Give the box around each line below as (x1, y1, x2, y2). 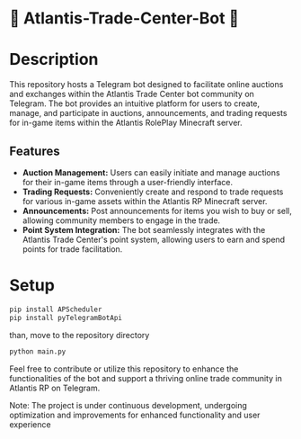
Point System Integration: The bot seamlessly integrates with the (22, 224, 266, 235)
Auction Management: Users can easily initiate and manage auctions (22, 166, 280, 178)
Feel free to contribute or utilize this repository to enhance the (9, 363, 239, 374)
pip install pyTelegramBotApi (9, 313, 123, 322)
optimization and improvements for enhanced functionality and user (9, 409, 261, 420)
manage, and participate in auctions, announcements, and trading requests (9, 108, 288, 119)
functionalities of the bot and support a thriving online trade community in (9, 372, 283, 383)
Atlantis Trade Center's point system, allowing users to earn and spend (22, 234, 286, 245)
